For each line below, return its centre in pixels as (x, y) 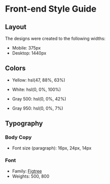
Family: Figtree (27, 171)
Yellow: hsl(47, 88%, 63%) (39, 80)
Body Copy (18, 137)
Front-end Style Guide (51, 9)
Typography (24, 124)
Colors (15, 68)
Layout (16, 27)
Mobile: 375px (26, 48)
